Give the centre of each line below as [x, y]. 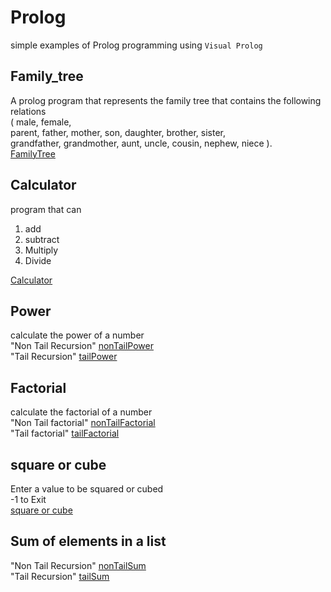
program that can [46, 209]
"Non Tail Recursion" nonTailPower [82, 346]
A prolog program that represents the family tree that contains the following [166, 100]
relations [28, 111]
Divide [38, 260]
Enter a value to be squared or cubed [87, 489]
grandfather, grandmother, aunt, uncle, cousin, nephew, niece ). [141, 143]
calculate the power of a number [77, 335]
